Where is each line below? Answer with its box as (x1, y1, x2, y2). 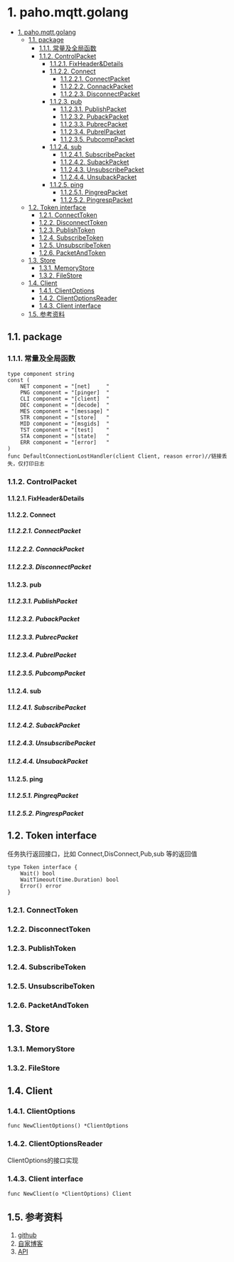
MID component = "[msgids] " (20, 420, 110, 427)
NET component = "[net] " (20, 382, 110, 390)
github (17, 1231, 37, 1239)
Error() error (20, 882, 62, 890)
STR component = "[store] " (20, 414, 110, 421)
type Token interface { (7, 863, 78, 871)
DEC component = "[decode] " (20, 401, 110, 409)
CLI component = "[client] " (20, 395, 110, 402)
